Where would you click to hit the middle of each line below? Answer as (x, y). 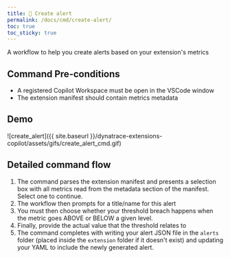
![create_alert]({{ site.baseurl (48, 136)
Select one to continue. (50, 196)
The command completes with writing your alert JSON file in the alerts (118, 233)
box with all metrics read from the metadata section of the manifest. (113, 189)
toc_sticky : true (32, 33)
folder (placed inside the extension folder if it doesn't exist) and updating (120, 240)
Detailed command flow (59, 165)
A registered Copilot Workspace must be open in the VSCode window (116, 91)
